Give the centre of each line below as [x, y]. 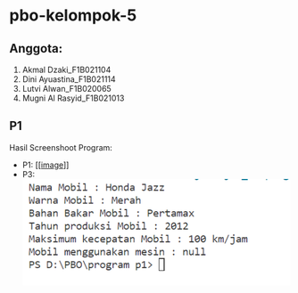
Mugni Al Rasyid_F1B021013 [73, 98]
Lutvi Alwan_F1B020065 [66, 89]
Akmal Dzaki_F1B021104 [66, 69]
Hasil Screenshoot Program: [61, 147]
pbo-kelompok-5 [73, 16]
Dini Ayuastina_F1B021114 [69, 79]
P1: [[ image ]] [46, 165]
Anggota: [36, 49]
